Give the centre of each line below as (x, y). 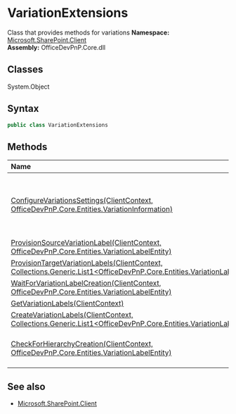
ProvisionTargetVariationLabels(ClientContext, (87, 263)
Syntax (23, 109)
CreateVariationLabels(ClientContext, (72, 315)
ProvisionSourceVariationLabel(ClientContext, (86, 243)
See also (26, 386)
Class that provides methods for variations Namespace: (88, 32)
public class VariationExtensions (58, 125)
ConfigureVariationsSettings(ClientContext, (82, 201)
